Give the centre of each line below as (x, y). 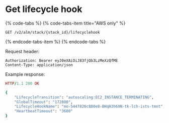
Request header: (22, 51)
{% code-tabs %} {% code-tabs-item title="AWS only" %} (65, 23)
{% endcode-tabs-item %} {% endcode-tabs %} (56, 42)
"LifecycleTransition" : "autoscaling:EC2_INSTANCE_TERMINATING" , (84, 97)
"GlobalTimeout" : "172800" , (44, 102)
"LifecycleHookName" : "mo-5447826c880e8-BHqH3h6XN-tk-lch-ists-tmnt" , (90, 106)
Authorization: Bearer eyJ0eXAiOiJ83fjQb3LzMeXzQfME (62, 60)
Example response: (25, 74)
